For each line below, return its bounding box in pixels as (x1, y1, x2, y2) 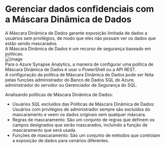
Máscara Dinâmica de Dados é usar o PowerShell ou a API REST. (5, 66, 136, 72)
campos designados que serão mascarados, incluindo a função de (12, 122, 148, 128)
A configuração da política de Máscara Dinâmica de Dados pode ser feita (5, 72, 154, 77)
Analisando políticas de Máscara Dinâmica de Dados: (5, 92, 113, 98)
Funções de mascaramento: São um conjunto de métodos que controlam (12, 132, 161, 138)
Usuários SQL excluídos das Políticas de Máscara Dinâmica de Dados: (12, 101, 155, 107)
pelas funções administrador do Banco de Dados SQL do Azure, (5, 77, 135, 83)
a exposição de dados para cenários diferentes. (12, 137, 109, 143)
